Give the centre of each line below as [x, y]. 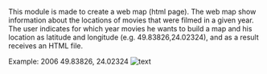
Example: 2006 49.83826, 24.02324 [68, 61]
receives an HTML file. [46, 46]
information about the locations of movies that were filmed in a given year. [131, 20]
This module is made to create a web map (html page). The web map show [132, 12]
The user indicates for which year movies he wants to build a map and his [130, 29]
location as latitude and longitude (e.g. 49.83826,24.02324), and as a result [133, 37]
